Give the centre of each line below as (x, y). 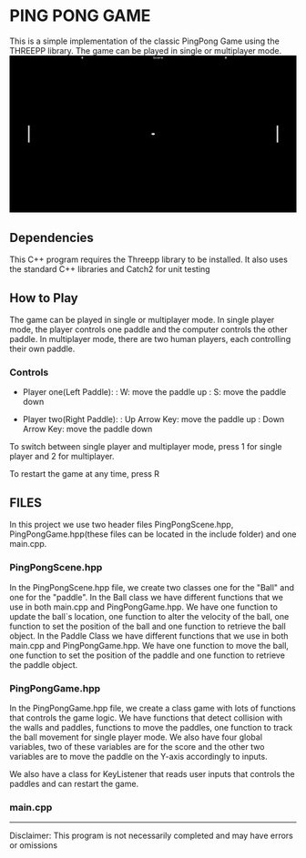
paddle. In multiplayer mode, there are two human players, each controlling (150, 339)
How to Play (44, 298)
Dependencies (51, 237)
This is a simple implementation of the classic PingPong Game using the (144, 41)
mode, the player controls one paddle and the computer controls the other (149, 329)
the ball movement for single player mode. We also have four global (136, 737)
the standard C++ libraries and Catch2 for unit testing (110, 269)
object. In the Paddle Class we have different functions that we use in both (149, 636)
